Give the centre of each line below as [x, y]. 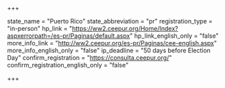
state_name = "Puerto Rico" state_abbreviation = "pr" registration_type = [110, 21]
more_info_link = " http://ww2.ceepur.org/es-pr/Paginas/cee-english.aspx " [112, 43]
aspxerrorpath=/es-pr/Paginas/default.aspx [69, 36]
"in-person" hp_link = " [40, 29]
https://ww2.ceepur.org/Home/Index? [125, 29]
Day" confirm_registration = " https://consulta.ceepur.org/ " [90, 58]
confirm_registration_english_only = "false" [68, 65]
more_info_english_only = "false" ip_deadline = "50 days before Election [109, 50]
